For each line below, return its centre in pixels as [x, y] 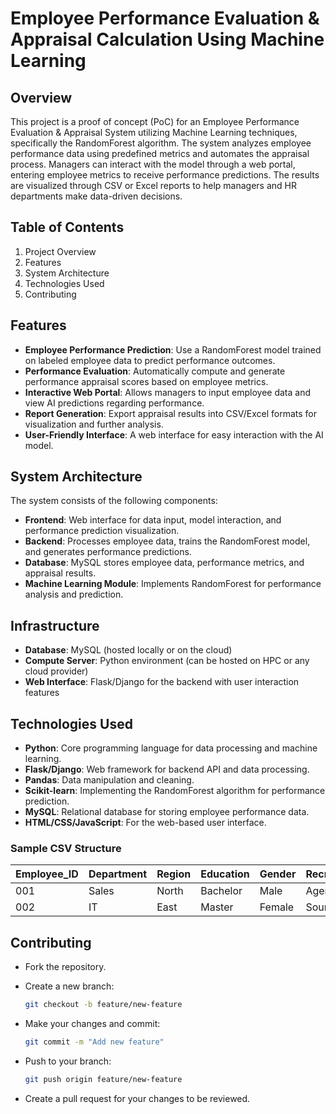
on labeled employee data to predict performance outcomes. [150, 360]
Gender [278, 874]
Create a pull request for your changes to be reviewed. [137, 1098]
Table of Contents [67, 227]
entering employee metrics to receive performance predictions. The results [165, 175]
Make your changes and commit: [92, 1024]
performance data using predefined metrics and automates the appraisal [160, 153]
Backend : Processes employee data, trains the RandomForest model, [167, 541]
